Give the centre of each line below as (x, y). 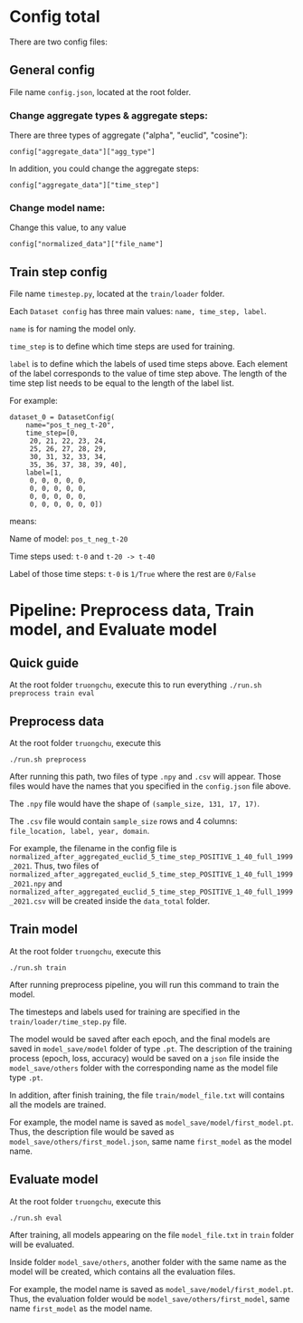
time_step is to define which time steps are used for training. (122, 347)
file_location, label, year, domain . (80, 830)
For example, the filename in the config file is (93, 848)
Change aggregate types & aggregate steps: (109, 115)
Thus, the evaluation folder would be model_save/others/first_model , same (150, 1299)
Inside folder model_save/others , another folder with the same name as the (148, 1261)
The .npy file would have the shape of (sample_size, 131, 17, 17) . (135, 803)
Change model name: (57, 207)
